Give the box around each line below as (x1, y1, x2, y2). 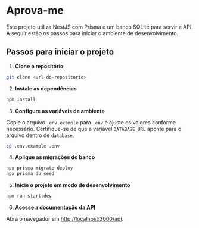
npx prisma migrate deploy (6, 165, 73, 171)
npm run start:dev (6, 193, 52, 199)
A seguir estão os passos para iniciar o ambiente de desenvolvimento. (6, 29, 179, 36)
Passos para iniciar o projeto (6, 47, 114, 57)
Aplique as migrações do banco (14, 154, 95, 161)
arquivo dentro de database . (6, 132, 74, 139)
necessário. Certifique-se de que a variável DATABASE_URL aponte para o (6, 125, 182, 132)
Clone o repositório (14, 63, 64, 70)
